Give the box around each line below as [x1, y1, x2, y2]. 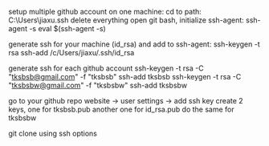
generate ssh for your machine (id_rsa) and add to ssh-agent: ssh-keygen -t [8, 39, 260, 49]
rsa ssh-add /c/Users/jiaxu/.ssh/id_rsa [8, 48, 135, 57]
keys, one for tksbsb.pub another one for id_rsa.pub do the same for [8, 104, 234, 114]
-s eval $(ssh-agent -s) [29, 24, 106, 33]
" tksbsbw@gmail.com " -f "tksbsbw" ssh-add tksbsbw [8, 80, 187, 90]
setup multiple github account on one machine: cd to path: [8, 7, 202, 16]
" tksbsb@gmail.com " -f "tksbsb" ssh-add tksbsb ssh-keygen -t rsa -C [8, 72, 242, 81]
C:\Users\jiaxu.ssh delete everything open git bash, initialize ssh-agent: [8, 15, 245, 25]
